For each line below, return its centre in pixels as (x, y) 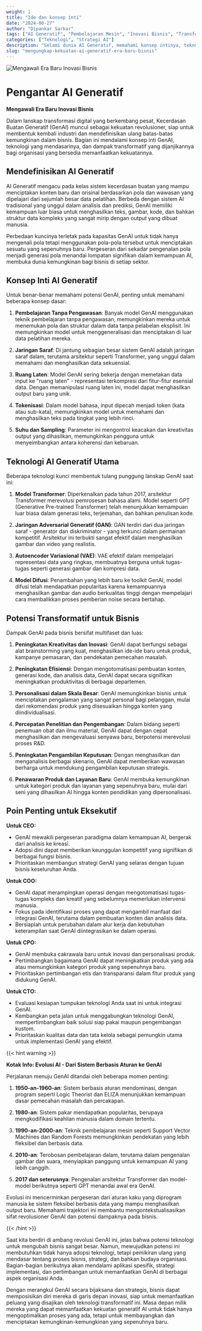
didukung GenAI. (36, 979)
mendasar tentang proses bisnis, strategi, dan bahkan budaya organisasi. (97, 1259)
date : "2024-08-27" (31, 23)
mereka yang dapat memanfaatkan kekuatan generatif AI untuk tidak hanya (99, 1309)
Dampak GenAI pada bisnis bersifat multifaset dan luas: (75, 633)
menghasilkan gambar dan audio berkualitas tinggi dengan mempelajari (103, 593)
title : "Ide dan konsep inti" (44, 17)
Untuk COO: (22, 881)
